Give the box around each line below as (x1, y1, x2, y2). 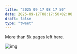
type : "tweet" (5, 20, 34, 26)
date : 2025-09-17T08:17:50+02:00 (5, 12, 73, 17)
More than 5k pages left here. (5, 34, 64, 40)
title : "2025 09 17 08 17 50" (5, 7, 66, 12)
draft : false (5, 16, 31, 21)
